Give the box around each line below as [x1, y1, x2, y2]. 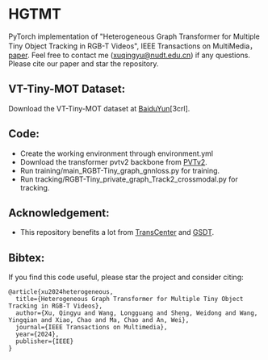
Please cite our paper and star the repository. [8, 58, 159, 69]
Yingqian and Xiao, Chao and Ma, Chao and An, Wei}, [8, 316, 190, 324]
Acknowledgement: [8, 206, 110, 220]
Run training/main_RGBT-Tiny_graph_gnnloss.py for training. [19, 165, 220, 175]
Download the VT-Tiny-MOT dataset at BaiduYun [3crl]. [8, 103, 191, 113]
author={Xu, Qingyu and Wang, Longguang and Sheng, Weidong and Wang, [15, 309, 258, 317]
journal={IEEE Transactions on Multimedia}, [15, 324, 168, 332]
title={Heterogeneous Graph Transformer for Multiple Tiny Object [15, 295, 244, 303]
